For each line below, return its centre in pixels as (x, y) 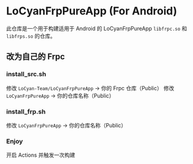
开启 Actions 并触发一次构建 (41, 155)
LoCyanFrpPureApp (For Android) (92, 11)
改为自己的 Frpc (36, 57)
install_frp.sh (26, 111)
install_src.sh (26, 74)
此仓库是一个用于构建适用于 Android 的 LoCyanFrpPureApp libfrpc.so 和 (97, 28)
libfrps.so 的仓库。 (31, 36)
